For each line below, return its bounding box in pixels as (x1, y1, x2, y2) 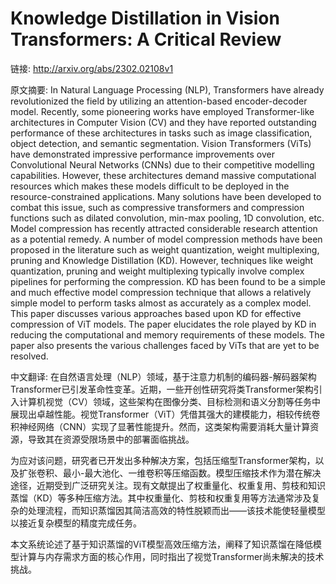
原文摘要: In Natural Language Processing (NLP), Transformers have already (10, 83, 325, 96)
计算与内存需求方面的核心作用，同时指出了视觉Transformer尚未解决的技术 (18, 550, 325, 562)
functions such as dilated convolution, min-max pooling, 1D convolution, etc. (10, 212, 325, 224)
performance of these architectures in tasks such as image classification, (10, 127, 313, 139)
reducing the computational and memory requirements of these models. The (10, 328, 325, 341)
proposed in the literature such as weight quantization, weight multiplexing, (10, 243, 320, 256)
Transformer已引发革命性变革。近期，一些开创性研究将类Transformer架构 (10, 383, 314, 395)
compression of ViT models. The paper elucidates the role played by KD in (10, 318, 317, 330)
